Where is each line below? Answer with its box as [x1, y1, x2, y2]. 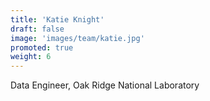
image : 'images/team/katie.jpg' [10, 33, 145, 43]
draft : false [10, 24, 65, 34]
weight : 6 [10, 52, 52, 62]
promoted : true [10, 42, 74, 53]
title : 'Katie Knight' [10, 14, 105, 25]
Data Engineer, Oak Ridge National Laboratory [10, 79, 200, 91]
